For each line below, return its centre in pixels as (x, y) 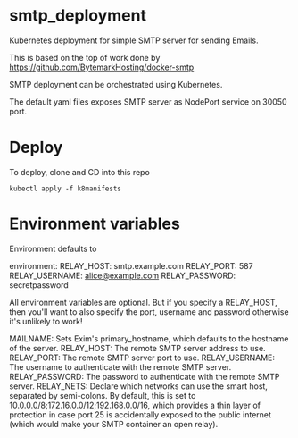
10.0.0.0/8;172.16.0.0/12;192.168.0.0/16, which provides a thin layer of (135, 405)
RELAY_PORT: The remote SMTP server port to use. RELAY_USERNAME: (142, 358)
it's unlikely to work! (46, 321)
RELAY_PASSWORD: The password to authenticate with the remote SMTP (145, 376)
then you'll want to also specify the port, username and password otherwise (149, 312)
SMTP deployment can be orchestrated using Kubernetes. (116, 84)
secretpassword (39, 285)
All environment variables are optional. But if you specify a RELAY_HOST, (144, 302)
